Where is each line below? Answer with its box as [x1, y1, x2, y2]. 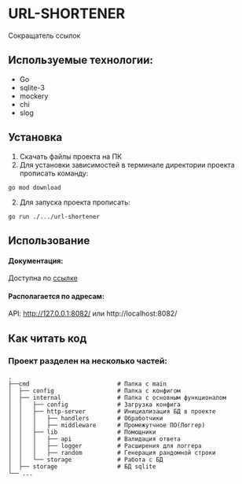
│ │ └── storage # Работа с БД [8, 456, 163, 464]
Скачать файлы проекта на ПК [19, 151, 123, 161]
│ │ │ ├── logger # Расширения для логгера [8, 442, 202, 450]
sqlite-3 [19, 83, 46, 92]
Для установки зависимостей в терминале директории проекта [19, 160, 235, 169]
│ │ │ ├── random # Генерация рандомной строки [8, 449, 216, 457]
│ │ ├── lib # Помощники [8, 428, 156, 437]
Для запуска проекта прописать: [19, 198, 131, 207]
